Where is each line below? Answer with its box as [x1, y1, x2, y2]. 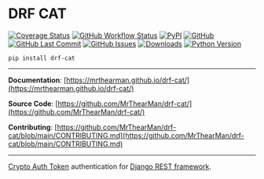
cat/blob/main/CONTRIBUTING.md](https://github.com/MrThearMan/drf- [8, 130, 245, 140]
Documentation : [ [8, 75, 67, 85]
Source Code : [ [8, 99, 58, 108]
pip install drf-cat [8, 54, 76, 62]
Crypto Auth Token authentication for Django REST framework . [8, 162, 212, 171]
